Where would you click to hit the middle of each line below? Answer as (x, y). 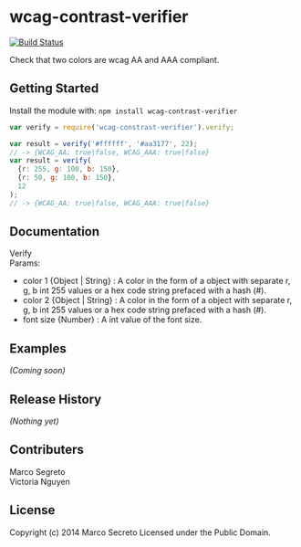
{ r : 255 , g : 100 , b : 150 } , (69, 169)
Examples (38, 348)
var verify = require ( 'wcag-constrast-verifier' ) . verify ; (122, 127)
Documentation (55, 231)
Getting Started (54, 89)
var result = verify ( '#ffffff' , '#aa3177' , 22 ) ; (104, 143)
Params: (25, 263)
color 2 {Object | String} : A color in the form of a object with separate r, (157, 300)
